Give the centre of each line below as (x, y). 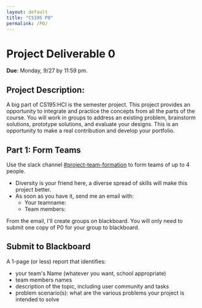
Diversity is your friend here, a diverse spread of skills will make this (101, 183)
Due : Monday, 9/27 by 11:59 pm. (47, 70)
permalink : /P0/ (27, 23)
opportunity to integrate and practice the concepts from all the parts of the (101, 111)
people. (16, 171)
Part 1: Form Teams (44, 150)
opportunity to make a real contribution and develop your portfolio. (91, 131)
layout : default (27, 12)
